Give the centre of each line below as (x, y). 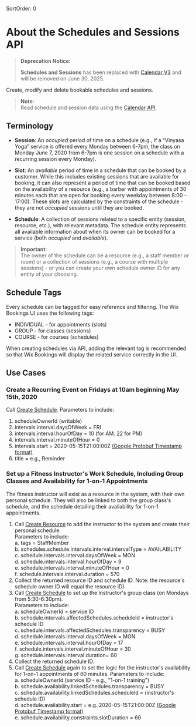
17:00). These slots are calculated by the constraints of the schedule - (99, 201)
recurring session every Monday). (55, 159)
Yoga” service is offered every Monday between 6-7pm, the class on (97, 146)
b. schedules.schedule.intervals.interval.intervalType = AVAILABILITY (98, 549)
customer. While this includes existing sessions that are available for (97, 176)
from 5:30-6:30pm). (39, 599)
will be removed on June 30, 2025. (62, 78)
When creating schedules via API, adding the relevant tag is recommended (96, 348)
